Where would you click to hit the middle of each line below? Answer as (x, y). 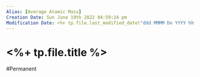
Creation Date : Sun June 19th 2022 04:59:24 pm (67, 17)
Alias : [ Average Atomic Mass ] (44, 12)
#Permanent (22, 69)
